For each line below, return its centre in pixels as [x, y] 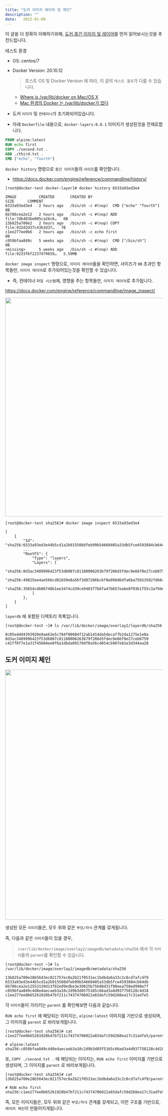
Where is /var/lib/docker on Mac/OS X [59, 97]
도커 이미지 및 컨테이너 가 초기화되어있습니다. [54, 114]
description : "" [22, 15]
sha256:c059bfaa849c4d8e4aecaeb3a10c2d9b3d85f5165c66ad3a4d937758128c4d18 [85, 1049]
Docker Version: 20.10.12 [37, 71]
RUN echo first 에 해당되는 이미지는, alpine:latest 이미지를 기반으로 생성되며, [83, 1015]
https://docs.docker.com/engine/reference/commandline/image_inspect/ [80, 290]
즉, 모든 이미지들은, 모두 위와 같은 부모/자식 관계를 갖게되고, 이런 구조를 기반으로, [83, 1102]
